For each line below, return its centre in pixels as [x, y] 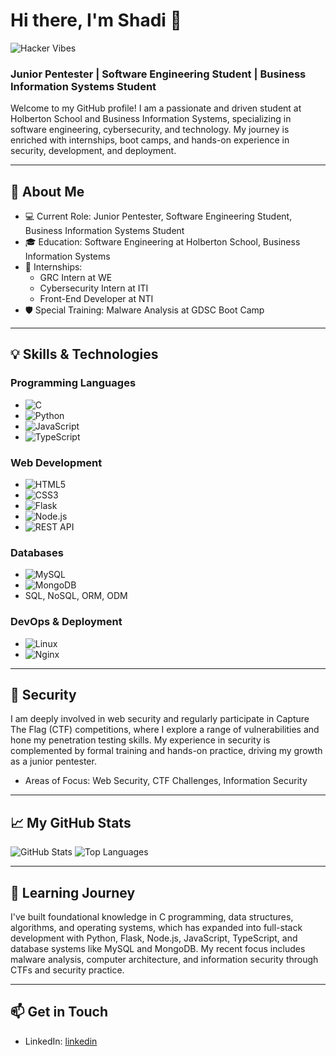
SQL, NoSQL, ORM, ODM [76, 596]
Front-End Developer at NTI [96, 299]
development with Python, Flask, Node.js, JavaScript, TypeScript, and [154, 938]
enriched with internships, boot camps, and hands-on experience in [150, 140]
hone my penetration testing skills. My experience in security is [140, 740]
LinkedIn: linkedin [61, 1041]
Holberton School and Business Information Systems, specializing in [151, 119]
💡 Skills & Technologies [84, 354]
